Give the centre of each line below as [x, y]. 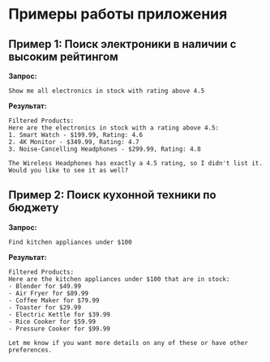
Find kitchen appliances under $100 [70, 242]
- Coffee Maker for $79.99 [54, 300]
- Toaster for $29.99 [45, 307]
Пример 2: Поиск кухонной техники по [112, 195]
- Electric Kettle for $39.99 [60, 314]
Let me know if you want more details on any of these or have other [129, 343]
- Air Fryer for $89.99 [49, 293]
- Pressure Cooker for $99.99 [60, 329]
